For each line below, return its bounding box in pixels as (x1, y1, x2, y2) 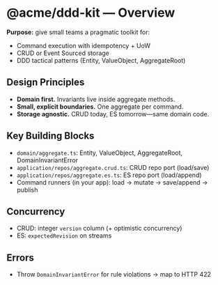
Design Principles (6, 77, 85, 88)
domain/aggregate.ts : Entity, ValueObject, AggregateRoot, (16, 148, 182, 157)
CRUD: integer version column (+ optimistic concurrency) (16, 224, 182, 233)
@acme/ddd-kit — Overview (6, 5, 176, 21)
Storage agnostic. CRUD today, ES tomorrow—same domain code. (16, 109, 210, 118)
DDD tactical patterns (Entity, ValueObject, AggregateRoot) (16, 56, 186, 64)
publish (16, 185, 38, 194)
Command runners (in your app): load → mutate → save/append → (16, 178, 208, 186)
